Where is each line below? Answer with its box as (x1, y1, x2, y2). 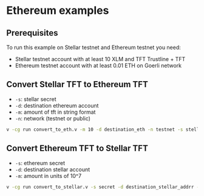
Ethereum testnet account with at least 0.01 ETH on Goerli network (15, 62, 182, 69)
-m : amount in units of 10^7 (15, 172, 82, 179)
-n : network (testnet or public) (15, 114, 91, 122)
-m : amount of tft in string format (15, 108, 96, 116)
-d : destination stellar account (15, 166, 90, 173)
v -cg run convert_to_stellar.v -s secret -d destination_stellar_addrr (6, 184, 194, 190)
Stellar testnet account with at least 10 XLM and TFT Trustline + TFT (15, 56, 186, 62)
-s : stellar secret (15, 95, 56, 103)
